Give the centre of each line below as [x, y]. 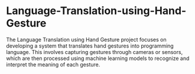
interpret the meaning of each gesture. [53, 64]
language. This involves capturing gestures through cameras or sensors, [95, 52]
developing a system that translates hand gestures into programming [90, 46]
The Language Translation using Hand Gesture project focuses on [86, 39]
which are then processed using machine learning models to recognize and [98, 58]
